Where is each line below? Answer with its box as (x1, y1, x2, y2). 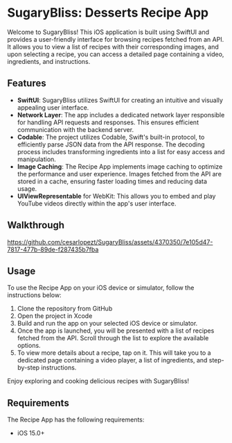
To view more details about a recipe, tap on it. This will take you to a (17, 349, 211, 357)
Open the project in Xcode (17, 312, 93, 320)
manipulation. (17, 155, 57, 163)
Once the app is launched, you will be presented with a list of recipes (17, 326, 215, 335)
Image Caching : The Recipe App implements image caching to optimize (17, 162, 223, 171)
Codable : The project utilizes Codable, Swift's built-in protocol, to (17, 133, 205, 141)
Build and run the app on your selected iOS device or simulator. (17, 319, 198, 328)
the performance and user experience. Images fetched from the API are (17, 169, 222, 178)
